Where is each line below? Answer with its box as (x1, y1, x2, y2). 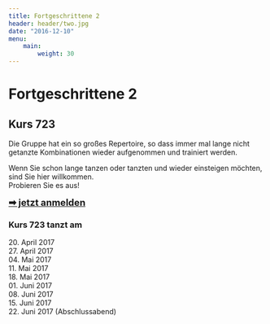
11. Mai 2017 (8, 264, 49, 274)
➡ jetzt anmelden (8, 196, 86, 208)
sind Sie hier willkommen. (8, 172, 94, 182)
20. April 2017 (8, 238, 55, 247)
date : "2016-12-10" (8, 27, 75, 35)
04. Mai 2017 (8, 255, 52, 265)
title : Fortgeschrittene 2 (8, 11, 100, 20)
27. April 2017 (8, 246, 54, 256)
